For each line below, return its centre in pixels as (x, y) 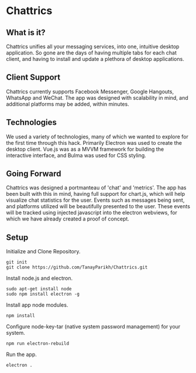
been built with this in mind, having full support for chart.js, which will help (96, 194)
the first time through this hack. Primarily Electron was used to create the (94, 143)
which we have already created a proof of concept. (68, 219)
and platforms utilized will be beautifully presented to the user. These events (98, 206)
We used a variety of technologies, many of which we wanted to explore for (97, 137)
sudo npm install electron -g (43, 294)
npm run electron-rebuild (37, 344)
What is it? (26, 33)
